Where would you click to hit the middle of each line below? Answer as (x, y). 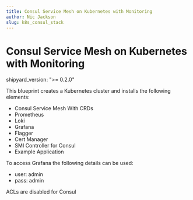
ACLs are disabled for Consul (41, 192)
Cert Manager (31, 139)
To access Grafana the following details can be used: (70, 163)
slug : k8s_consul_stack (35, 22)
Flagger (24, 133)
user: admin (29, 174)
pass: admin (29, 181)
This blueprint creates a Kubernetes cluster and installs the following (88, 91)
